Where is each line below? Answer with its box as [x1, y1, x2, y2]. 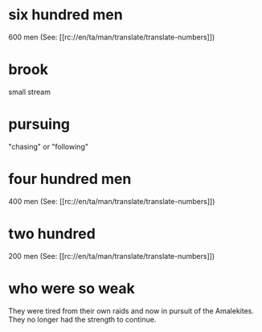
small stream [8, 87, 51, 96]
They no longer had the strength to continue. [8, 314, 157, 324]
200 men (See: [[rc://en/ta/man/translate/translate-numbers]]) [8, 251, 215, 260]
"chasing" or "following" [8, 141, 88, 151]
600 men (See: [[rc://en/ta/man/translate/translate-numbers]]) [8, 32, 215, 42]
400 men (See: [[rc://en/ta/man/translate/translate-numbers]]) [8, 196, 215, 206]
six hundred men [8, 6, 123, 24]
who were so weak [8, 279, 135, 297]
